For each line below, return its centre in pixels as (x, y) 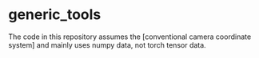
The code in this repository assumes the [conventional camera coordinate (130, 37)
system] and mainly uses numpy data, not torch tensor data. (107, 44)
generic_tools (55, 15)
